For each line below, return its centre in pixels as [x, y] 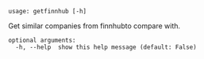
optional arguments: [42, 40]
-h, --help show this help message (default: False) [106, 47]
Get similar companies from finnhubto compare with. [94, 26]
